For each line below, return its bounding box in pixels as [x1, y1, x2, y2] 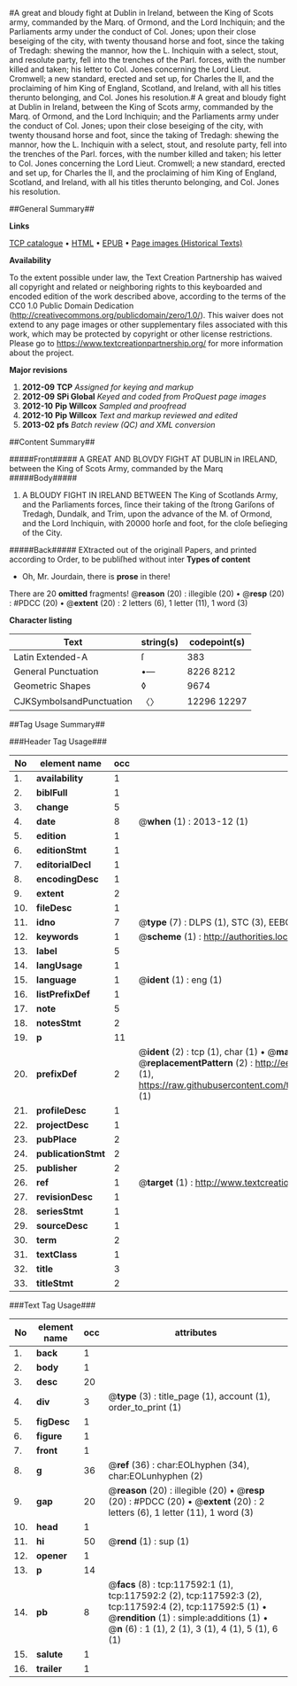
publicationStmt [36, 1147, 106, 1160]
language [36, 974, 77, 986]
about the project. [9, 347, 74, 358]
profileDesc [36, 1105, 87, 1116]
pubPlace [36, 1133, 78, 1146]
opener [36, 1550, 68, 1562]
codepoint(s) [188, 636, 246, 648]
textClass [36, 1248, 78, 1261]
